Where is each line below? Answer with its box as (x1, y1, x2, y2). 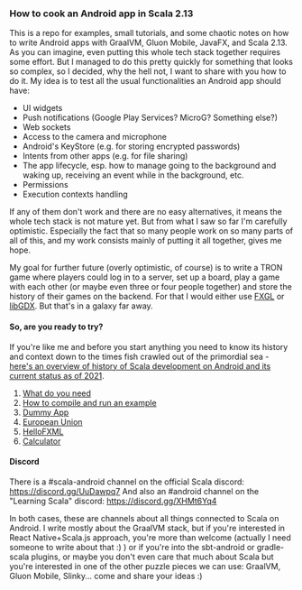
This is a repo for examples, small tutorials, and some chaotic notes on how (9, 28, 289, 39)
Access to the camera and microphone (22, 132, 167, 143)
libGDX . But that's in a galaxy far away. (9, 300, 153, 311)
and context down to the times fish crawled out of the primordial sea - (9, 351, 270, 362)
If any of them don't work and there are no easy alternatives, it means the (9, 207, 282, 217)
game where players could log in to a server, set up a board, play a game (9, 272, 280, 282)
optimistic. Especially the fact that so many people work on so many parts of (9, 226, 294, 236)
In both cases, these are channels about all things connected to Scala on (9, 512, 279, 523)
